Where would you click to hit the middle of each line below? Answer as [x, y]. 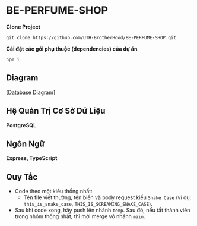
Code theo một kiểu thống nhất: [54, 192]
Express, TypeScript [32, 158]
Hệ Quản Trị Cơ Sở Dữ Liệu [56, 111]
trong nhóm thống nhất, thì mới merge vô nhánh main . [80, 216]
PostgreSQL [21, 125]
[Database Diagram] [31, 92]
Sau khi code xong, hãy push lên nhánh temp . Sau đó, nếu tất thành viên [102, 210]
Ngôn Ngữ [26, 144]
